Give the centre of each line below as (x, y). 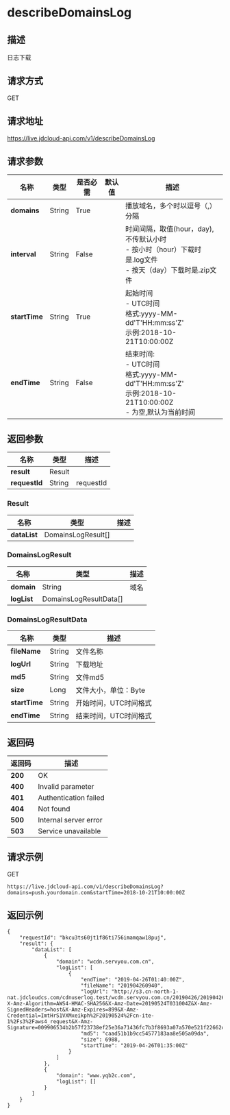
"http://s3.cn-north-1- (145, 992)
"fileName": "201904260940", (122, 985)
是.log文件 (142, 260)
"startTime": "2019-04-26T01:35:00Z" (134, 1045)
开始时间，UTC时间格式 (114, 703)
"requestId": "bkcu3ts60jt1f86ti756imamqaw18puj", (93, 938)
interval (23, 254)
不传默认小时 (146, 239)
